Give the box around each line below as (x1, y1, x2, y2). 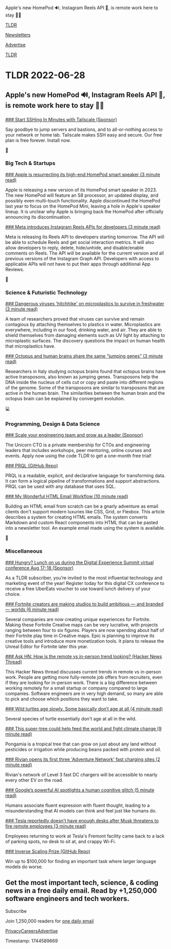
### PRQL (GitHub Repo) (5, 463, 58, 469)
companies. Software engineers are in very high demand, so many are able (5, 690, 163, 696)
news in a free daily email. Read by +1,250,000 (5, 887, 157, 895)
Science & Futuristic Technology (5, 289, 88, 296)
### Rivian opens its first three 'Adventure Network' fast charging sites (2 (5, 756, 160, 762)
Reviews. (5, 266, 25, 273)
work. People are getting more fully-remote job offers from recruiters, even (5, 674, 163, 680)
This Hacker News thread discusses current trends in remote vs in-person (5, 668, 161, 674)
